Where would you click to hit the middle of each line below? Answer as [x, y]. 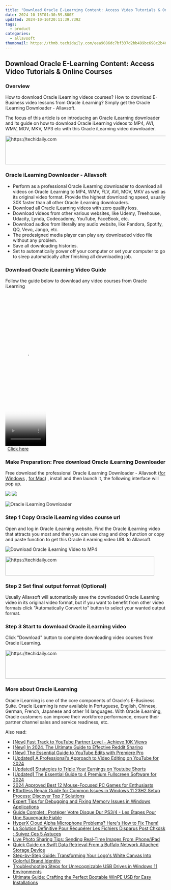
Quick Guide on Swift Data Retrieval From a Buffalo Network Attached [85, 844]
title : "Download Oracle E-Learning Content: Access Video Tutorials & [83, 10]
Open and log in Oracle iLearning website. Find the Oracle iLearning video [83, 529]
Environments [27, 872]
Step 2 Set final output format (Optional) [56, 586]
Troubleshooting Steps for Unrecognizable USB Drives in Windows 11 [85, 866]
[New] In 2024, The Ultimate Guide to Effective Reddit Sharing [78, 747]
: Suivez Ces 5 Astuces [37, 833]
